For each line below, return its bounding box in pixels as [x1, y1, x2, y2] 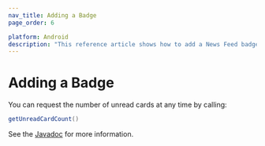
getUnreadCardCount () [8, 115, 80, 123]
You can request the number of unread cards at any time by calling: [8, 100, 227, 110]
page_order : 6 [8, 19, 55, 27]
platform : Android [8, 33, 69, 41]
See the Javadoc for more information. [8, 130, 134, 139]
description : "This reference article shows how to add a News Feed [8, 40, 238, 48]
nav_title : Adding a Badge [8, 11, 97, 20]
